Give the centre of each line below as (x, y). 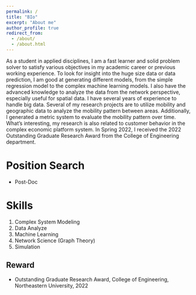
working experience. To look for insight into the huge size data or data (91, 73)
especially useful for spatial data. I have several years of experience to (92, 98)
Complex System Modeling (47, 222)
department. (21, 142)
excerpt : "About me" (31, 22)
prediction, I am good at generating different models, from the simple (89, 79)
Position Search (45, 166)
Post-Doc (26, 182)
